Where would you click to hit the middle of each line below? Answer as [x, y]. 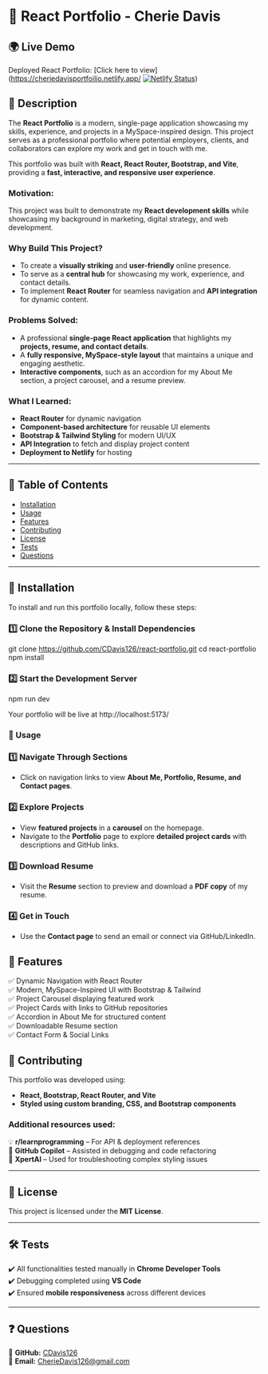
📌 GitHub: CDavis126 [43, 1352]
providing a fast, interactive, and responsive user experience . [112, 172]
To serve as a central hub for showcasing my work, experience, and [132, 274]
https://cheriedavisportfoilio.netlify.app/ [76, 78]
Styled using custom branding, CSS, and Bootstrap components [128, 1104]
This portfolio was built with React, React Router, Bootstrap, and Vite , [124, 164]
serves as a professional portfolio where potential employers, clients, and [128, 140]
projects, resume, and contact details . [84, 346]
